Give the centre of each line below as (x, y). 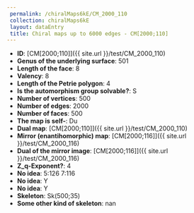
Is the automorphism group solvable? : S (77, 91)
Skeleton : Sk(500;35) (48, 196)
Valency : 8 (33, 76)
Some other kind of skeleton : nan (66, 203)
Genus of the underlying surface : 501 (73, 61)
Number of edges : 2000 (53, 106)
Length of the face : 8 (48, 68)
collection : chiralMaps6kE (50, 20)
